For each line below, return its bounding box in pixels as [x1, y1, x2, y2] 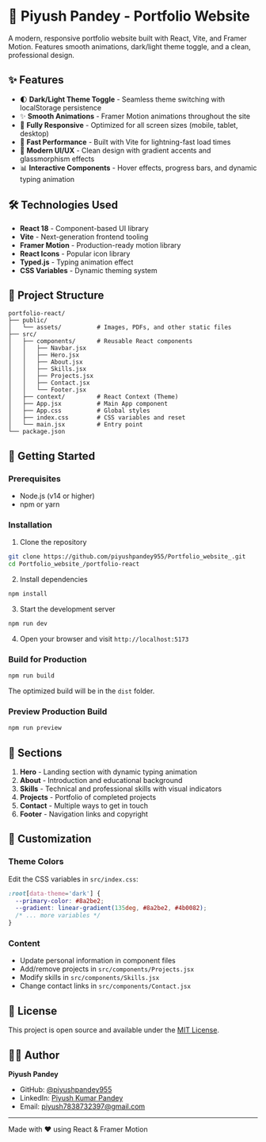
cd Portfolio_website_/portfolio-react [8, 560, 140, 569]
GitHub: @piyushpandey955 [19, 1085, 112, 1094]
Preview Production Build [8, 706, 108, 717]
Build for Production [8, 654, 87, 665]
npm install [8, 590, 47, 598]
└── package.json [8, 428, 66, 436]
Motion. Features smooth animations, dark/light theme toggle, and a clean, [8, 41, 251, 51]
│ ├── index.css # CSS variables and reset [8, 414, 186, 422]
